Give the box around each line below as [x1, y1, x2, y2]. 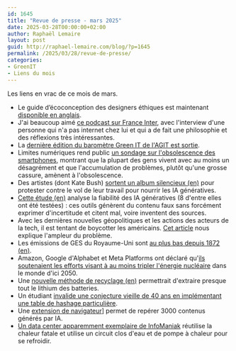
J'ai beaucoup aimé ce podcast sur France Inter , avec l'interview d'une [17, 118, 225, 126]
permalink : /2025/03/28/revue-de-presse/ [7, 50, 132, 57]
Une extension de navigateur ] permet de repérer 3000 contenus [17, 306, 206, 315]
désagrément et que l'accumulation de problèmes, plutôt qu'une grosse [17, 163, 227, 172]
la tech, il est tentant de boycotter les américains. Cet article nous [17, 223, 210, 232]
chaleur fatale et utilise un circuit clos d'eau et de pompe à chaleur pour [17, 329, 228, 338]
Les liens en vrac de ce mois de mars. [7, 89, 118, 98]
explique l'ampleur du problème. [17, 231, 113, 240]
